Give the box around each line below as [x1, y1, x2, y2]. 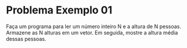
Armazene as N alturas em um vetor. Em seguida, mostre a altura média [6, 29, 178, 36]
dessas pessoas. [6, 35, 47, 42]
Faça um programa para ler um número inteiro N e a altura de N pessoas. [6, 23, 182, 30]
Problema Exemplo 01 [6, 4, 112, 17]
